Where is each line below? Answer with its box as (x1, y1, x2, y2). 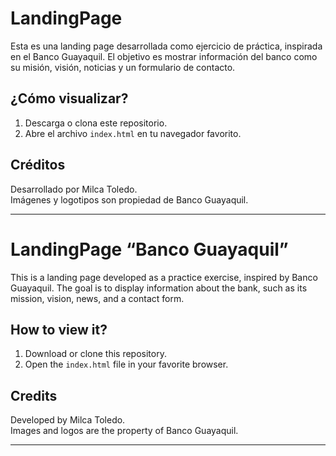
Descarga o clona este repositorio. (24, 117, 168, 129)
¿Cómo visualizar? (10, 90, 129, 107)
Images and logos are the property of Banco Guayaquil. (10, 425, 239, 437)
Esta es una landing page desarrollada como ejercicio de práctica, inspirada (10, 40, 323, 52)
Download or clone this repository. (24, 348, 167, 360)
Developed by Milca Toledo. (10, 414, 126, 426)
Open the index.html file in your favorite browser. (24, 358, 229, 371)
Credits (10, 387, 58, 404)
